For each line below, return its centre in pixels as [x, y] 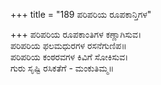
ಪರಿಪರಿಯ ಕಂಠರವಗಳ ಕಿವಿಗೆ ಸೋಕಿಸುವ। [69, 57]
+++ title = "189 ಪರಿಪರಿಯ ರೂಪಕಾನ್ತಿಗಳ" [81, 14]
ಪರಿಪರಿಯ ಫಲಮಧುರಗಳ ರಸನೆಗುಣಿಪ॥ [68, 45]
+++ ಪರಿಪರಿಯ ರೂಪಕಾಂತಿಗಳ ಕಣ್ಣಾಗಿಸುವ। [76, 34]
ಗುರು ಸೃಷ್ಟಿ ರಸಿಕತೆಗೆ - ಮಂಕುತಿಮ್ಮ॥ [62, 68]
